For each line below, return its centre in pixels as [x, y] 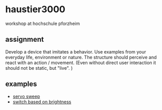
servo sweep [26, 96]
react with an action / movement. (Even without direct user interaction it [81, 63]
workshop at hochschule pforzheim [43, 23]
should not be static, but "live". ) [39, 68]
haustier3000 [35, 9]
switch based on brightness [42, 102]
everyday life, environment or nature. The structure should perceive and [81, 57]
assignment [25, 39]
